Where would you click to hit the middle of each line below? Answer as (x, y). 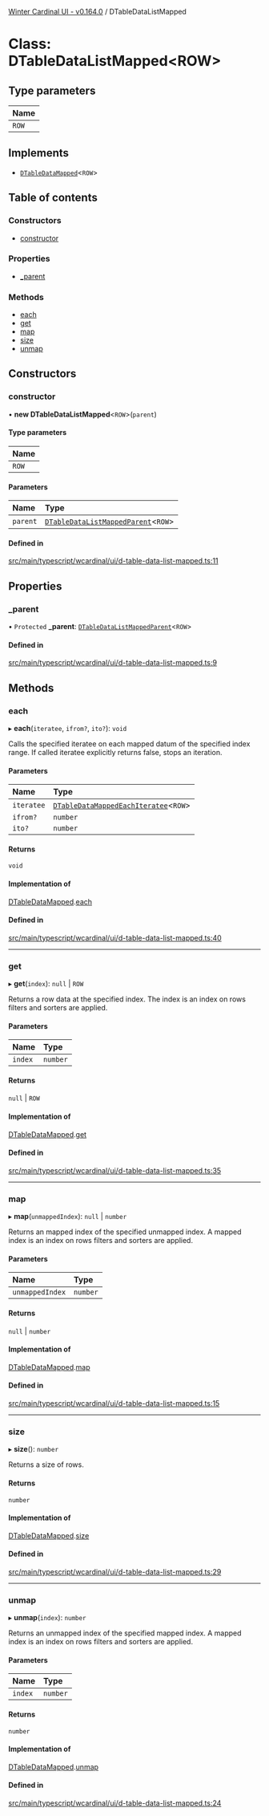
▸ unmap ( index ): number (47, 1618)
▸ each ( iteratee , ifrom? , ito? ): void (68, 728)
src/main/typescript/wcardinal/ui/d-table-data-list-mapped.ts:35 (115, 1170)
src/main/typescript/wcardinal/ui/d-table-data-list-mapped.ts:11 (113, 561)
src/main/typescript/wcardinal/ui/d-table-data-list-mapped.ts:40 (115, 937)
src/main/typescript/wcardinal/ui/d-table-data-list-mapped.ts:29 (115, 1571)
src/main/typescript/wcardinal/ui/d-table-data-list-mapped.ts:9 (113, 663)
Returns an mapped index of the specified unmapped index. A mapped (125, 1232)
